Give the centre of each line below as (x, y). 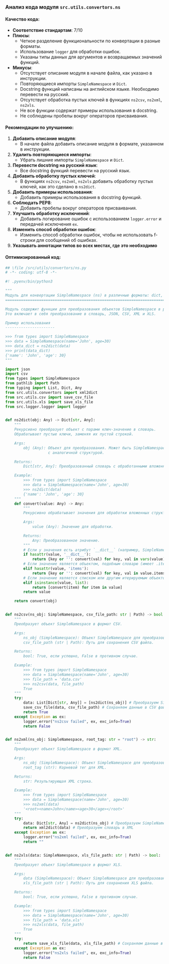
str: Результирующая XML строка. (58, 781)
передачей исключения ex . (49, 224)
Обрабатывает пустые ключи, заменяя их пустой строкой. (74, 434)
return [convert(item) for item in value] (77, 587)
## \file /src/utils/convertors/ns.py (46, 268)
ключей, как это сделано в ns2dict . (58, 187)
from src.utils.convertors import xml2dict (52, 392)
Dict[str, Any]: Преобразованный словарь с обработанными (85, 466)
